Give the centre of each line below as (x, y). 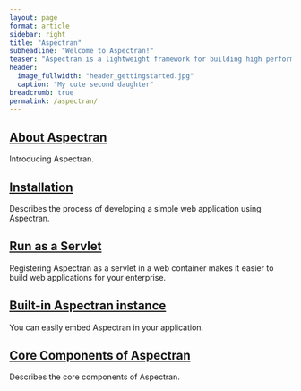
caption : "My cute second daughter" (86, 84)
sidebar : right (38, 34)
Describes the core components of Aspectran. (95, 377)
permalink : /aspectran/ (54, 101)
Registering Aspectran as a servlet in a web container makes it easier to (142, 268)
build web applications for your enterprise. (88, 277)
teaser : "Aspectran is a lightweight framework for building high (136, 59)
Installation (41, 187)
